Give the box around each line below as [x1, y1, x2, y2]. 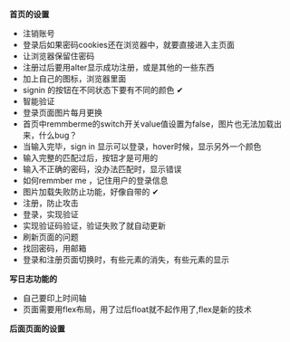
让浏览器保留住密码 [22, 51, 95, 62]
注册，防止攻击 [22, 198, 79, 208]
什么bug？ [38, 130, 78, 140]
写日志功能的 [9, 273, 57, 284]
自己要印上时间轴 [22, 293, 87, 303]
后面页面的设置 [9, 323, 65, 334]
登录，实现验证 [22, 209, 79, 220]
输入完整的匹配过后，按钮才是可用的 [22, 153, 159, 163]
